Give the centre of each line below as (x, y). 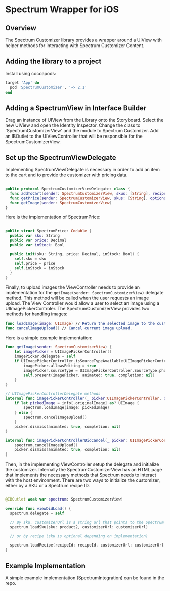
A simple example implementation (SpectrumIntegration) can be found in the (85, 578)
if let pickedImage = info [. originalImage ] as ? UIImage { (77, 403)
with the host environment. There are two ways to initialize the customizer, (83, 480)
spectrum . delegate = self (37, 513)
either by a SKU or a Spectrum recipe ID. (48, 486)
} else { (24, 413)
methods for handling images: (36, 314)
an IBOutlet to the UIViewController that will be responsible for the (74, 136)
